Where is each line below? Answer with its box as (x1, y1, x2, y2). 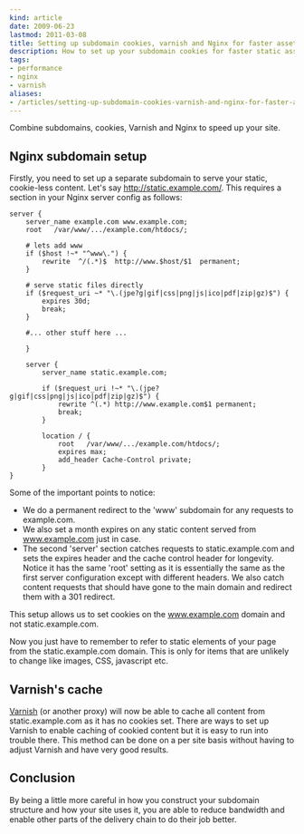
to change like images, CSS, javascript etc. (9, 655, 169, 666)
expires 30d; (42, 296, 91, 306)
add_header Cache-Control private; (57, 455, 193, 465)
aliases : (9, 89, 43, 98)
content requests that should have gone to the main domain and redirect (22, 582, 292, 593)
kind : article (9, 13, 63, 23)
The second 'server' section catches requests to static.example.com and (22, 543, 295, 554)
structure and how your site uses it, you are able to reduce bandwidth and (9, 804, 285, 815)
